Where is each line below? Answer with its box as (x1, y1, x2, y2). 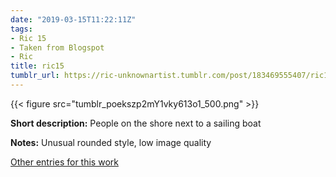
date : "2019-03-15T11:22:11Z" (10, 14, 137, 25)
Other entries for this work (10, 156, 119, 168)
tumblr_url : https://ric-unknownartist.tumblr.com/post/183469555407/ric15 (10, 71, 333, 81)
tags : (10, 24, 33, 34)
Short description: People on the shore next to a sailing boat (10, 117, 262, 129)
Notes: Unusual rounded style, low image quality (10, 136, 212, 148)
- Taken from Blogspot (10, 42, 105, 53)
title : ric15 (10, 61, 65, 71)
